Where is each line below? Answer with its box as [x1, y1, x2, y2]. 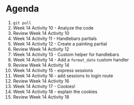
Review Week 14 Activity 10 [12, 30, 69, 36]
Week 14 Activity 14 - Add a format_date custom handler [12, 56, 129, 62]
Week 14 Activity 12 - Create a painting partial [12, 40, 107, 46]
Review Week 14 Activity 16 [12, 78, 69, 84]
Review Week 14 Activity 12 [12, 46, 69, 52]
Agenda [5, 3, 39, 14]
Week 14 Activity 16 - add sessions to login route [12, 72, 113, 78]
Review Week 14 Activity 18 [12, 93, 69, 100]
